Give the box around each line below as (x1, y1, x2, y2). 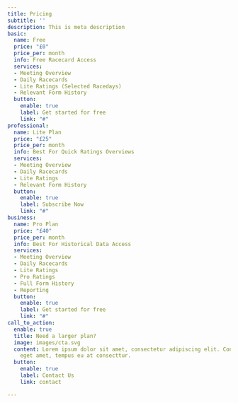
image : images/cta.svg (13, 339, 81, 346)
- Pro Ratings (13, 273, 55, 280)
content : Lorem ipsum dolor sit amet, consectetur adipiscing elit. (13, 346, 220, 353)
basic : (7, 30, 27, 37)
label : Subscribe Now (20, 201, 84, 209)
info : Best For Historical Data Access (13, 240, 132, 247)
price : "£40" (13, 227, 52, 234)
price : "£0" (13, 43, 50, 50)
